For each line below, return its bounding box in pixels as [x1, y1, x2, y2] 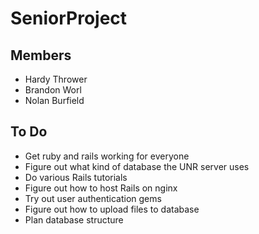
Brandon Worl [24, 84, 82, 96]
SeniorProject [10, 7, 128, 30]
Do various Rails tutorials [24, 171, 128, 183]
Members [10, 47, 72, 64]
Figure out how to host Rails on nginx [24, 182, 178, 194]
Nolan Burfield [24, 95, 85, 106]
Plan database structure [24, 213, 124, 226]
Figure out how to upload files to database [24, 203, 200, 215]
